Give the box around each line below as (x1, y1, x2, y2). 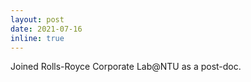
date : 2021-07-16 (10, 24, 83, 34)
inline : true (10, 33, 65, 43)
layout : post (10, 14, 65, 25)
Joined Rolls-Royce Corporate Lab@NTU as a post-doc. (10, 61, 242, 73)
